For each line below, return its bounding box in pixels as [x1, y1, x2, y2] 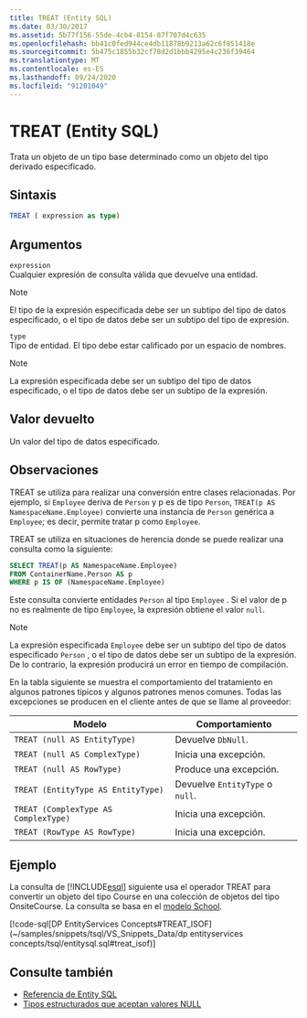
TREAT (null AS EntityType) [14, 734, 136, 745]
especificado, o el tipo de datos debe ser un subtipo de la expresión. [9, 385, 268, 396]
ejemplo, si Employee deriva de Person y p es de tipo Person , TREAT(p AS [9, 496, 276, 508]
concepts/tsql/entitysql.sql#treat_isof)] [9, 938, 156, 949]
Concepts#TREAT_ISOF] [120, 918, 213, 929]
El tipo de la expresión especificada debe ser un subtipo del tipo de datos [9, 305, 286, 316]
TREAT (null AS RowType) [14, 765, 122, 775]
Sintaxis [9, 187, 58, 202]
